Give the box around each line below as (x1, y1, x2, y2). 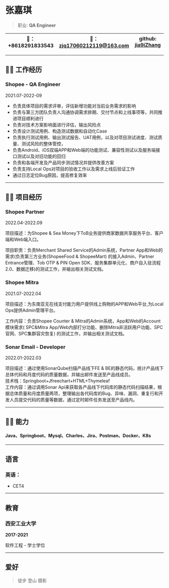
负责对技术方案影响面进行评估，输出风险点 (12, 121, 101, 127)
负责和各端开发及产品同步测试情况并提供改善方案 (12, 159, 114, 165)
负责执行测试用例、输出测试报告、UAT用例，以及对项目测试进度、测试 (12, 134, 158, 140)
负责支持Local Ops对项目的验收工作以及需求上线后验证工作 (12, 166, 135, 172)
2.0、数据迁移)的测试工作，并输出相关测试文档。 (5, 266, 107, 272)
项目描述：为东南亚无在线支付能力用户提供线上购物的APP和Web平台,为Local (5, 301, 164, 307)
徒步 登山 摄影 (17, 577, 47, 583)
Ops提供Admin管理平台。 (5, 307, 58, 313)
